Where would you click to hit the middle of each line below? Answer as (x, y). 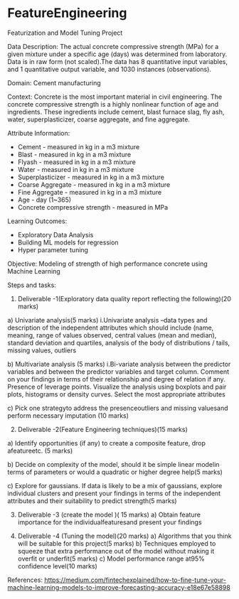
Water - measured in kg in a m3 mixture (76, 169)
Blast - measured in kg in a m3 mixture (74, 154)
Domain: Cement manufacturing (54, 82)
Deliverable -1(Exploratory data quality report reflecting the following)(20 (124, 298)
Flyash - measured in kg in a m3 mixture (77, 162)
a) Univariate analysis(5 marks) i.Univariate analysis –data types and (107, 320)
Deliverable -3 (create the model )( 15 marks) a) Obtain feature (109, 514)
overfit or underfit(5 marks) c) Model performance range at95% (111, 558)
